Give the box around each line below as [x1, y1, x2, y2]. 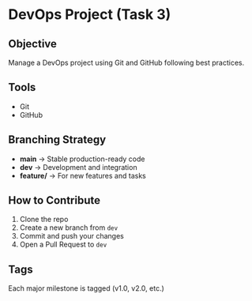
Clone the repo [19, 215, 69, 224]
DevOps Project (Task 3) [8, 6, 171, 24]
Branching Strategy [8, 133, 107, 147]
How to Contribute [8, 194, 101, 207]
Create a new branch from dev [19, 223, 118, 232]
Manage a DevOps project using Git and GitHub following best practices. [8, 58, 245, 67]
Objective [8, 37, 58, 51]
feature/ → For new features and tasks [19, 171, 146, 180]
